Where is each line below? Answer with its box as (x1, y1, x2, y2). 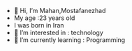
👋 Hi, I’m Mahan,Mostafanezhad (13, 7, 106, 14)
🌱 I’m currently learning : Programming (13, 36, 126, 44)
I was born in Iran (13, 21, 64, 29)
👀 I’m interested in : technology (13, 28, 103, 37)
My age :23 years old (13, 14, 75, 22)
